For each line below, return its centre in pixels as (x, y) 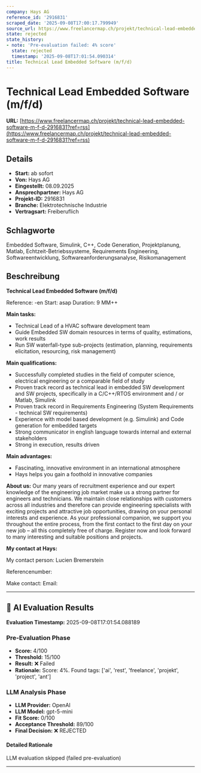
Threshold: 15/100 (38, 657)
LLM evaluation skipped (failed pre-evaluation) (64, 758)
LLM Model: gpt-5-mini (44, 712)
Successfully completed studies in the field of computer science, (95, 374)
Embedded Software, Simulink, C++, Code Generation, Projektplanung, (94, 245)
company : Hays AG (28, 12)
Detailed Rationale (29, 745)
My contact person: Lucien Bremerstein (55, 560)
